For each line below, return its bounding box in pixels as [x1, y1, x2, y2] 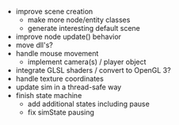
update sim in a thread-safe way [15, 82, 122, 92]
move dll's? [15, 40, 53, 50]
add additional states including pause [27, 99, 150, 108]
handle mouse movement [15, 49, 99, 58]
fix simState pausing [27, 108, 95, 117]
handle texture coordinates [15, 74, 105, 83]
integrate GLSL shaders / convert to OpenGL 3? [15, 66, 172, 74]
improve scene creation [15, 7, 93, 16]
